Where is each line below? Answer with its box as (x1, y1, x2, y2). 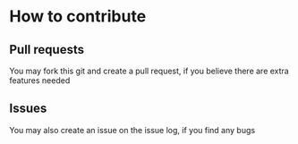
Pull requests (9, 42, 85, 57)
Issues (9, 101, 47, 116)
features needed (9, 75, 71, 86)
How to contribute (9, 6, 147, 27)
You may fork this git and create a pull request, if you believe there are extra (9, 65, 289, 76)
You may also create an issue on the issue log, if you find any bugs (9, 124, 256, 135)
